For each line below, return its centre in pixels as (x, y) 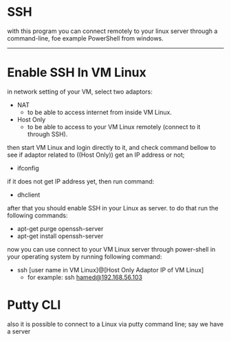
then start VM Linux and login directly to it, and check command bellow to (112, 147)
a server (19, 331)
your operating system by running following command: (85, 256)
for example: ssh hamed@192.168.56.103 (85, 277)
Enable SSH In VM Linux (77, 73)
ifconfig (28, 168)
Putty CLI (34, 305)
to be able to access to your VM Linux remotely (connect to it (114, 126)
